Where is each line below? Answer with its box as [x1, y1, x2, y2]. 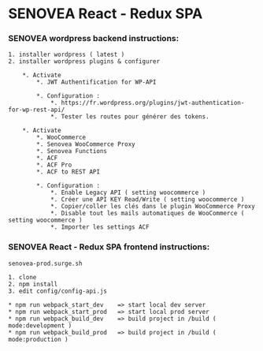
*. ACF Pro [36, 161, 72, 170]
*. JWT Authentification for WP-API [36, 78, 157, 87]
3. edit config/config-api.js [8, 287, 108, 295]
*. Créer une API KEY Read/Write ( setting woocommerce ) [50, 196, 245, 204]
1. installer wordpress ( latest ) [8, 50, 125, 59]
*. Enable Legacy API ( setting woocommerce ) [50, 189, 206, 197]
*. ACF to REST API [36, 168, 101, 176]
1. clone [8, 273, 37, 281]
